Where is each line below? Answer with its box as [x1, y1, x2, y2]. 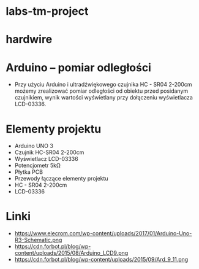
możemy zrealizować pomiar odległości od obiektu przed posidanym [14, 87, 189, 95]
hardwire [6, 33, 53, 47]
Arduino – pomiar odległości [6, 60, 151, 74]
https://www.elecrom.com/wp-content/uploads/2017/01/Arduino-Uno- [14, 230, 192, 237]
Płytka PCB [14, 168, 43, 176]
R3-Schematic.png [14, 236, 62, 244]
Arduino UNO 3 [14, 142, 53, 150]
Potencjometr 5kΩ [14, 162, 61, 170]
